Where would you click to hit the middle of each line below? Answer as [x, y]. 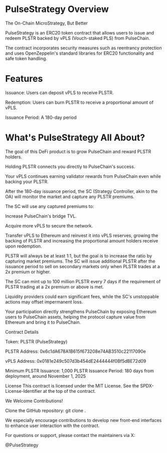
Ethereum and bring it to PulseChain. [43, 322]
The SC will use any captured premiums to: [50, 206]
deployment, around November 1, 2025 [46, 376]
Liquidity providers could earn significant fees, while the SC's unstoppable [82, 296]
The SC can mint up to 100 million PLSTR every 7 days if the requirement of [83, 281]
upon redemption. [24, 246]
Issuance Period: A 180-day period [41, 117]
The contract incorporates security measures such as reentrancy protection [83, 48]
